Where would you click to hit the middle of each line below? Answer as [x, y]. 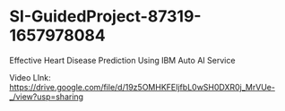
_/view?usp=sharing [46, 97]
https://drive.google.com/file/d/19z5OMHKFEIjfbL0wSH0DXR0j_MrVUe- [142, 87]
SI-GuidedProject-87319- [105, 17]
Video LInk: [30, 77]
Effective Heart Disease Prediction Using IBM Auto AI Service [122, 60]
